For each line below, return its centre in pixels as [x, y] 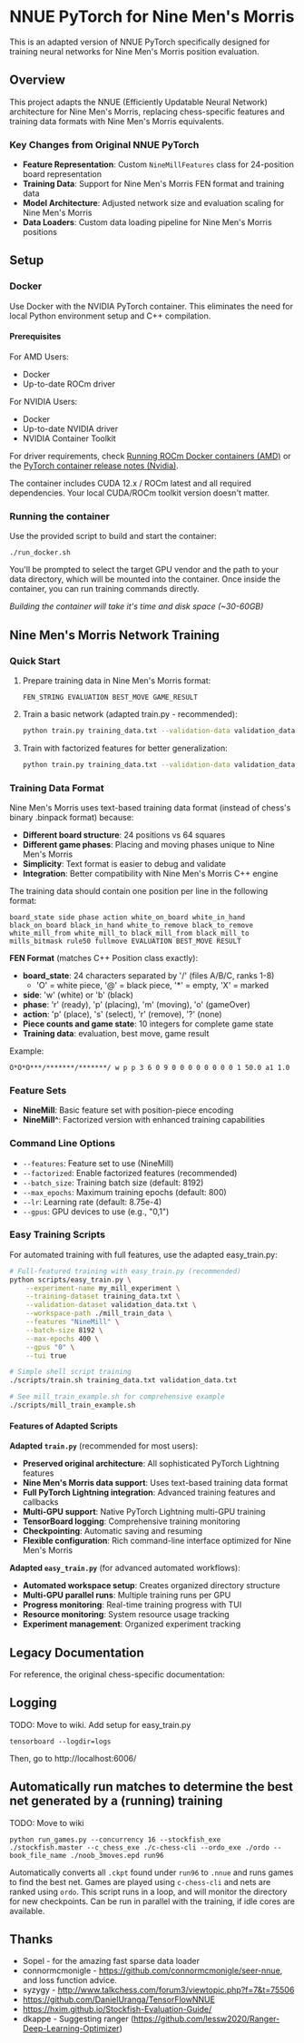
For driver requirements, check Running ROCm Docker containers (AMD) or [151, 456]
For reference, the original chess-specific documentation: [117, 1675]
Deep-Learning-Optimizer [71, 2028]
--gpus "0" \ [50, 1347]
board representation [62, 174]
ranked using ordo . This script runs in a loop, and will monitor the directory [148, 1891]
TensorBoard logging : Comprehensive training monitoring [131, 1521]
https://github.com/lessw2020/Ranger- [206, 2019]
